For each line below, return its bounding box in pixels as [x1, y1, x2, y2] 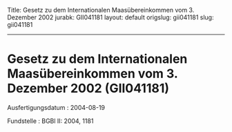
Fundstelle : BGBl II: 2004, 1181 [7, 117, 94, 125]
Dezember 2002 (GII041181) [7, 81, 170, 96]
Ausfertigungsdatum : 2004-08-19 [7, 103, 106, 111]
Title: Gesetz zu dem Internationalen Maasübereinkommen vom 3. [7, 6, 195, 14]
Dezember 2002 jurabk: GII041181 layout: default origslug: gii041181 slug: [7, 13, 214, 21]
